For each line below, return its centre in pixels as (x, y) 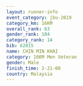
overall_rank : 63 (28, 29)
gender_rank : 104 (28, 35)
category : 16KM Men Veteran (42, 57)
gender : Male (23, 62)
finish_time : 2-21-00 (34, 68)
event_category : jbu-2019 (39, 18)
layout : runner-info (32, 12)
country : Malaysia (29, 74)
